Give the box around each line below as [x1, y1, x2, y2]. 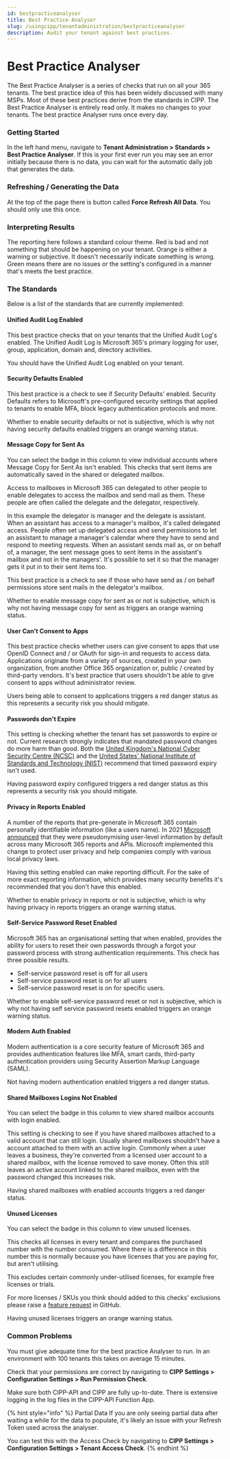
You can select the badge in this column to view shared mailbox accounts [7, 1109, 214, 1117]
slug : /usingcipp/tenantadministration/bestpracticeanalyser [7, 23, 186, 30]
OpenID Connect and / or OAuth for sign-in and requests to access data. [7, 649, 212, 657]
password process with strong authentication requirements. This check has [7, 948, 220, 957]
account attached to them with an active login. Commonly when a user [7, 1144, 207, 1152]
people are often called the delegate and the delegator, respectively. [7, 498, 200, 506]
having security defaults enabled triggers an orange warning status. [7, 425, 199, 433]
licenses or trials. [7, 1281, 55, 1289]
